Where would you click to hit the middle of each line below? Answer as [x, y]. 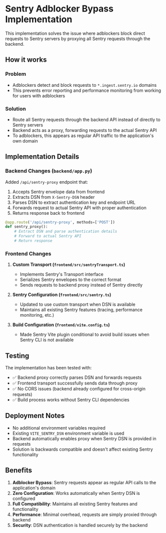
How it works [26, 60]
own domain [25, 141]
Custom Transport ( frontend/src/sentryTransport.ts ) [69, 264]
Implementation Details [42, 157]
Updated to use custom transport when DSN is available [78, 305]
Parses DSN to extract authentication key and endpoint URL [74, 202]
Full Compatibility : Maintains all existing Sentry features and [75, 504]
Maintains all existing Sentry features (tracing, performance [81, 310]
